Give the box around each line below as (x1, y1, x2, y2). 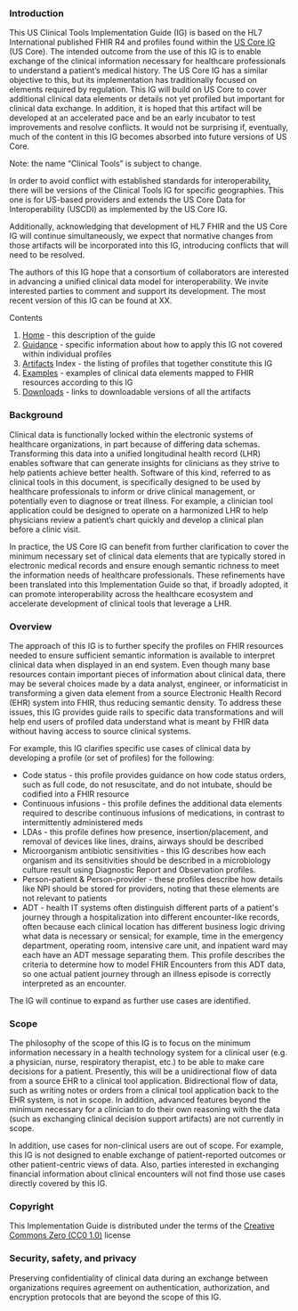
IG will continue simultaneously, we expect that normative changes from (9, 231, 274, 242)
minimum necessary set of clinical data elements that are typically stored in (9, 551, 286, 561)
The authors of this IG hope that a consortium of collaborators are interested (9, 266, 289, 278)
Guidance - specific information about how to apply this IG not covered (21, 340, 283, 350)
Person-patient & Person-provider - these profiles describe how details (21, 873, 283, 884)
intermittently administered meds (21, 816, 144, 827)
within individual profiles (21, 348, 112, 359)
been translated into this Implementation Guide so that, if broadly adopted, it (9, 578, 289, 590)
